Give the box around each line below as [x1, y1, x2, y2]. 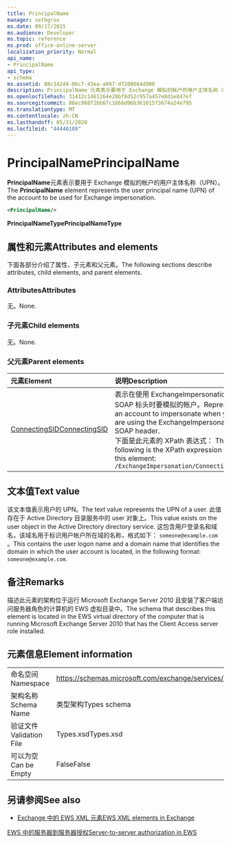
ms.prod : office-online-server [7, 42, 97, 49]
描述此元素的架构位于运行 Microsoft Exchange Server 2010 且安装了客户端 [7, 596, 218, 604]
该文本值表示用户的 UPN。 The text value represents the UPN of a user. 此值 [7, 505, 222, 513]
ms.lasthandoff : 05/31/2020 [7, 118, 88, 126]
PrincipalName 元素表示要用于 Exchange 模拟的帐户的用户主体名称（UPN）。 [7, 178, 224, 186]
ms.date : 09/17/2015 [7, 23, 67, 30]
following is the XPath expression [114, 445, 222, 454]
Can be [10, 760, 34, 770]
